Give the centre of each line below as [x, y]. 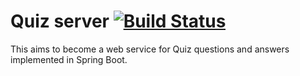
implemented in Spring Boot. [69, 59]
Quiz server [60, 21]
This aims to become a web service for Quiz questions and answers [150, 49]
